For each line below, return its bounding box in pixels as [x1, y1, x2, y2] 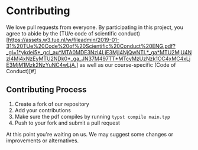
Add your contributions [14, 106, 71, 113]
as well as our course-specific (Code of [79, 61, 176, 69]
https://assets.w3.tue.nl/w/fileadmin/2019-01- [8, 36, 120, 43]
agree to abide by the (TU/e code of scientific [6, 30, 117, 37]
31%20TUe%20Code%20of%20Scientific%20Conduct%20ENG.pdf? [6, 43, 176, 50]
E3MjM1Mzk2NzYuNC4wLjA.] [6, 61, 79, 69]
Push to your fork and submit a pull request [14, 119, 120, 126]
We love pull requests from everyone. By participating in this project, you [6, 24, 183, 31]
